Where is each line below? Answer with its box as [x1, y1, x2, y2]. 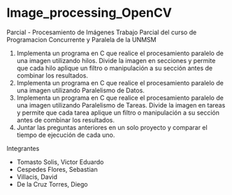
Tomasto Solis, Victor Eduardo [16, 157, 104, 166]
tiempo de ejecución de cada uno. [16, 131, 115, 139]
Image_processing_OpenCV [6, 5, 173, 21]
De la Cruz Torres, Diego [16, 180, 88, 188]
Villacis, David [16, 173, 57, 181]
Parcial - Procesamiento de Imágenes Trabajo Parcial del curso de [6, 28, 197, 36]
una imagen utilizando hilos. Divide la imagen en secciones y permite [16, 56, 216, 64]
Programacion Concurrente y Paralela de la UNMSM [6, 35, 157, 43]
